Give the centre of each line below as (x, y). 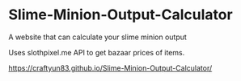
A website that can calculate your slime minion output (98, 37)
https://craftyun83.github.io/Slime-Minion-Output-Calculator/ (110, 68)
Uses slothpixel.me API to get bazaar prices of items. (97, 52)
